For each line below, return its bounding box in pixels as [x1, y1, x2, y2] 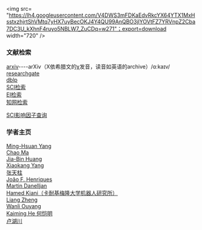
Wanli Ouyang [6, 202, 41, 209]
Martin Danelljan [6, 182, 47, 189]
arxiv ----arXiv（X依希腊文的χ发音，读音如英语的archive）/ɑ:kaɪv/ [6, 63, 170, 70]
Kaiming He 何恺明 [6, 209, 53, 217]
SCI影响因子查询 [6, 111, 47, 119]
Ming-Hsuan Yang [6, 142, 52, 149]
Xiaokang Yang [6, 162, 44, 169]
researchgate [6, 70, 40, 77]
